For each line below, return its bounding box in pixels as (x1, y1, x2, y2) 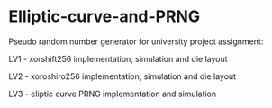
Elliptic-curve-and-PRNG (8, 6, 200, 27)
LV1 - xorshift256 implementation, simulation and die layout (8, 53, 228, 64)
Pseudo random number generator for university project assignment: (8, 36, 264, 47)
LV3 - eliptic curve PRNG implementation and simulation (8, 88, 217, 99)
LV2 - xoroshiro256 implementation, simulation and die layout (8, 70, 236, 82)
